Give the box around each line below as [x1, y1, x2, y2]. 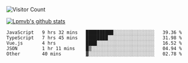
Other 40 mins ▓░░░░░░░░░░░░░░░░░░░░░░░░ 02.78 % [6, 51, 182, 57]
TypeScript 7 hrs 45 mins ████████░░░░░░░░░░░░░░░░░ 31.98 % [6, 35, 182, 41]
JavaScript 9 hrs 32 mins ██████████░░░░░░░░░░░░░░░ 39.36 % [6, 29, 182, 35]
